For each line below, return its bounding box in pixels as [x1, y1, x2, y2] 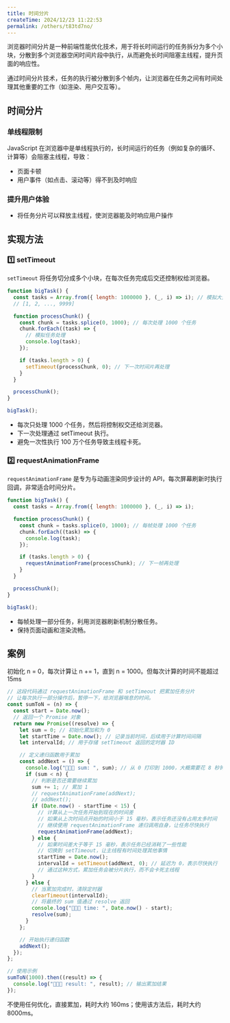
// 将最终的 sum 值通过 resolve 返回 [31, 898, 130, 906]
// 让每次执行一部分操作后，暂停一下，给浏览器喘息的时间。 [7, 694, 154, 702]
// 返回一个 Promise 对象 [13, 714, 81, 720]
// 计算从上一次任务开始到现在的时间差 [37, 809, 134, 816]
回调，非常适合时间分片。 [7, 483, 79, 491]
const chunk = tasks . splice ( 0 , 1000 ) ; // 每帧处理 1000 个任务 [19, 522, 196, 529]
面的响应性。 [7, 60, 43, 68]
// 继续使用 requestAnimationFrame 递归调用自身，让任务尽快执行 [37, 821, 209, 829]
